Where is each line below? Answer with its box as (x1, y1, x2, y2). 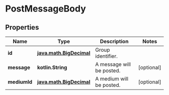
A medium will (95, 75, 129, 82)
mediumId (8, 78, 33, 85)
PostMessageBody (5, 3, 87, 15)
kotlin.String (37, 64, 67, 71)
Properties (5, 23, 39, 32)
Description (100, 38, 129, 45)
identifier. (95, 53, 118, 59)
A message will (95, 61, 131, 68)
